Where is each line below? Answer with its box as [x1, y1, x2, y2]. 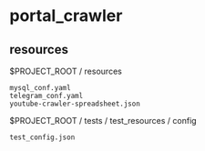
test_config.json [9, 133, 76, 142]
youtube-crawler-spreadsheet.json [9, 99, 141, 108]
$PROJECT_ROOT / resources [9, 65, 123, 76]
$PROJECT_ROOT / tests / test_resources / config [9, 116, 198, 126]
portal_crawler [9, 5, 123, 26]
